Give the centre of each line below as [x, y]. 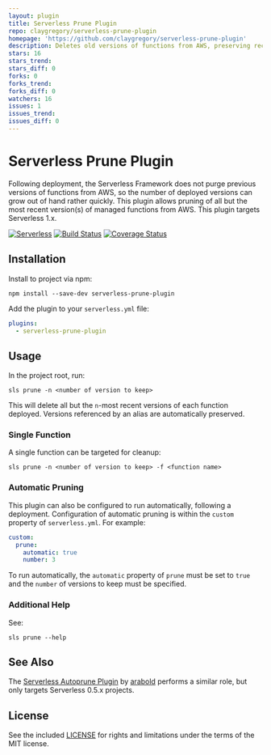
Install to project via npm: [50, 278]
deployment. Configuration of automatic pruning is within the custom [121, 514]
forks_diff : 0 [32, 91]
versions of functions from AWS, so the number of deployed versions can [130, 192]
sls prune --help [38, 637]
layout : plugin [34, 16]
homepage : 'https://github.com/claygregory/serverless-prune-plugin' [128, 38]
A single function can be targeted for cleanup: [85, 452]
